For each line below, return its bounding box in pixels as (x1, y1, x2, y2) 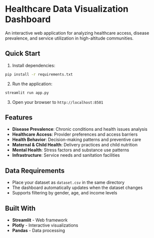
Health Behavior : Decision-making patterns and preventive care (12, 137, 141, 143)
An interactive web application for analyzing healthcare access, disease (5, 30, 150, 36)
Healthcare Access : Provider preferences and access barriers (12, 131, 138, 138)
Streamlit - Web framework (12, 217, 68, 223)
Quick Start (5, 49, 40, 58)
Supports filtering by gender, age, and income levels (12, 190, 117, 196)
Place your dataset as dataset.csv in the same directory (12, 180, 125, 186)
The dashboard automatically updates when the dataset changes (12, 185, 143, 190)
